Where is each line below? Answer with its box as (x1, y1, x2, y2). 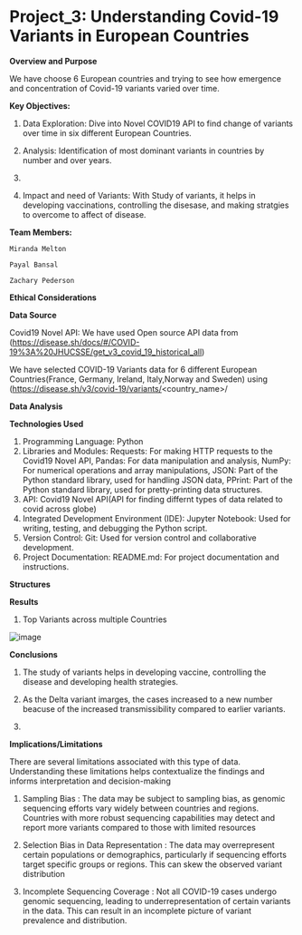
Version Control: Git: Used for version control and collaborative (22, 532, 257, 543)
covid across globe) (22, 503, 97, 514)
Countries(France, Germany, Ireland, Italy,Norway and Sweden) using (9, 374, 269, 385)
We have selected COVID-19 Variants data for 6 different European (9, 364, 258, 375)
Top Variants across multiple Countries (22, 614, 167, 625)
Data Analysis (9, 401, 63, 412)
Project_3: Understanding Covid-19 (9, 6, 279, 27)
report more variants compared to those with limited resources (22, 822, 256, 833)
